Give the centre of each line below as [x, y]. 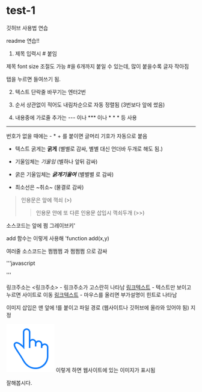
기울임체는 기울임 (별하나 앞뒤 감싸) [56, 161]
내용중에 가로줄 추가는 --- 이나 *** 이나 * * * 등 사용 [76, 117]
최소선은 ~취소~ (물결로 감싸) [49, 187]
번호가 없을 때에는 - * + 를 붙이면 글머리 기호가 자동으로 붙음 [77, 135]
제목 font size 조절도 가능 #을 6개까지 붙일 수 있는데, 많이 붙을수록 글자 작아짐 [98, 66]
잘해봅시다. [19, 382]
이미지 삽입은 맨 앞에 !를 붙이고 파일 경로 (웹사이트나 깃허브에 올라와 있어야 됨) [98, 307]
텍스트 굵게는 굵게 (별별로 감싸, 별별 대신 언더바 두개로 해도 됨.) [89, 149]
